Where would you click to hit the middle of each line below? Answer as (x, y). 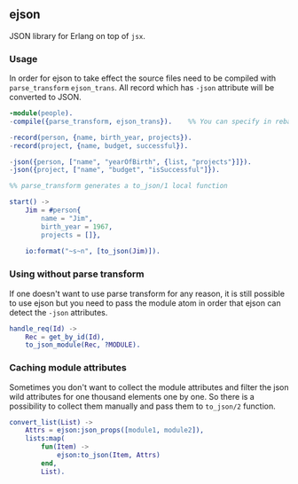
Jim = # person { (53, 211)
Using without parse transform (77, 274)
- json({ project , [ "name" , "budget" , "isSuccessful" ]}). (114, 170)
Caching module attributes (68, 368)
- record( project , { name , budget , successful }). (99, 145)
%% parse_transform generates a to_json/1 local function (118, 186)
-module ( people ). (41, 113)
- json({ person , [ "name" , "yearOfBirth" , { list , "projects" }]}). (130, 162)
